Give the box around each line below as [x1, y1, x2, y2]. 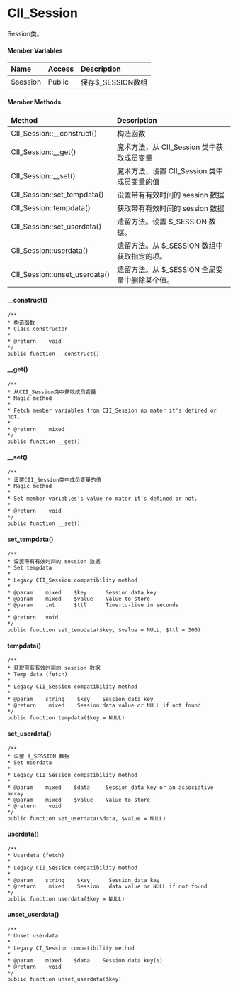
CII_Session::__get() [11, 147, 76, 157]
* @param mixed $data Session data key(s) [7, 957, 163, 964]
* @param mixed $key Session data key [7, 589, 157, 597]
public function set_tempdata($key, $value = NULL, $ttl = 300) [7, 626, 201, 633]
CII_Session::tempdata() [11, 203, 91, 213]
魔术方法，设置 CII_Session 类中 [116, 166, 223, 176]
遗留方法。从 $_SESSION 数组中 [116, 241, 223, 251]
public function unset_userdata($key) [7, 975, 122, 983]
